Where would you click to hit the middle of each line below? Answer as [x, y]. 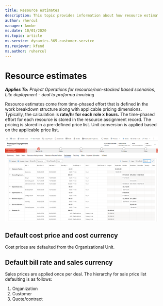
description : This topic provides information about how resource [73, 15]
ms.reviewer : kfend [25, 46]
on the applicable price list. [32, 130]
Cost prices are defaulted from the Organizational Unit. [60, 247]
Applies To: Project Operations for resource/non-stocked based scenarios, [80, 89]
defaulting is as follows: [29, 279]
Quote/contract [27, 299]
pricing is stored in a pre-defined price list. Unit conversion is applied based [81, 124]
